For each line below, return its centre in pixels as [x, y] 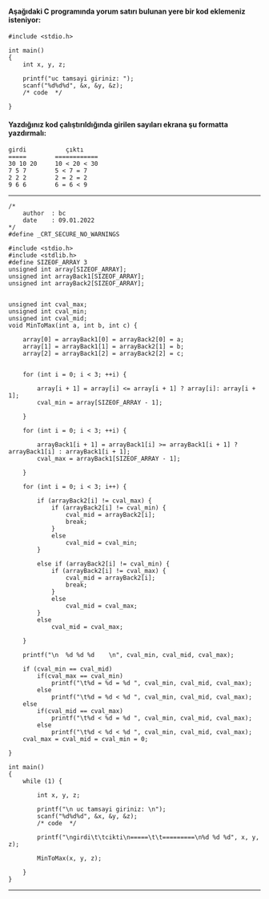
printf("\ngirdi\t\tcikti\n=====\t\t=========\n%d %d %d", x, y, [149, 837]
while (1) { [42, 781]
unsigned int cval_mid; [48, 319]
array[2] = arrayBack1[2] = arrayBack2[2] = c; [103, 354]
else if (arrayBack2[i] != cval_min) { [104, 564]
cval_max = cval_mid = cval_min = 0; [86, 740]
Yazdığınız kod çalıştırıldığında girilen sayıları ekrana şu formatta [118, 124]
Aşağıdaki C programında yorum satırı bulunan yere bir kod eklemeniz [127, 11]
